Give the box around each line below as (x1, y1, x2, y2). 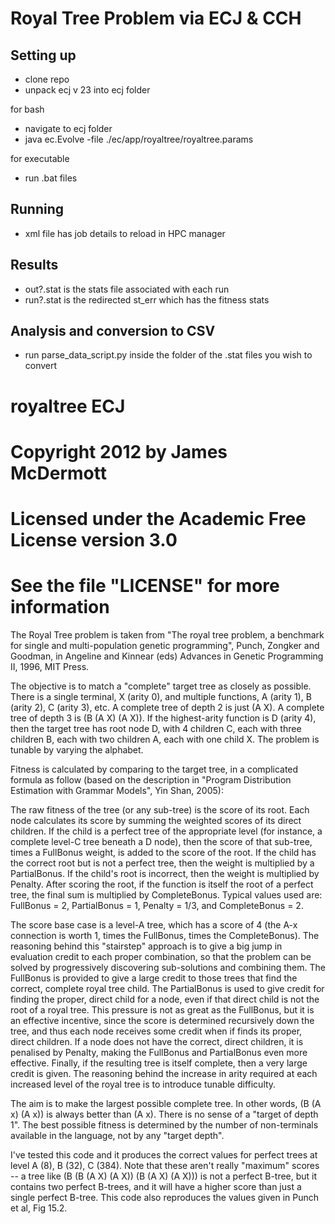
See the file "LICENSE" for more (10, 575, 280, 597)
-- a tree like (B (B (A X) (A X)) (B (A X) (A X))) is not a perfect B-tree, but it (10, 1170, 318, 1182)
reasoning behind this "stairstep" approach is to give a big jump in (10, 940, 283, 952)
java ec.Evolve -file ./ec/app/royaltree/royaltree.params (24, 133, 254, 145)
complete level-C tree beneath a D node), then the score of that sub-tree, (10, 835, 313, 847)
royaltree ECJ (10, 395, 126, 417)
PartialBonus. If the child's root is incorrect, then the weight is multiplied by (10, 867, 320, 879)
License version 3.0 (10, 529, 178, 551)
